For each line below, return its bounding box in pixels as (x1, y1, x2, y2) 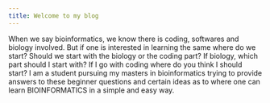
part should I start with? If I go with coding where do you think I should (8, 60, 243, 69)
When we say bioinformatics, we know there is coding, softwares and (8, 34, 239, 43)
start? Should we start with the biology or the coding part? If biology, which (8, 51, 258, 60)
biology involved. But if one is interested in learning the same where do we (8, 42, 256, 52)
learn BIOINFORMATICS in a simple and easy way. (8, 85, 175, 95)
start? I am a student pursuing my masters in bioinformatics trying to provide (8, 68, 263, 77)
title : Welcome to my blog (8, 11, 99, 20)
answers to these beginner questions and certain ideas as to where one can (8, 76, 260, 86)
